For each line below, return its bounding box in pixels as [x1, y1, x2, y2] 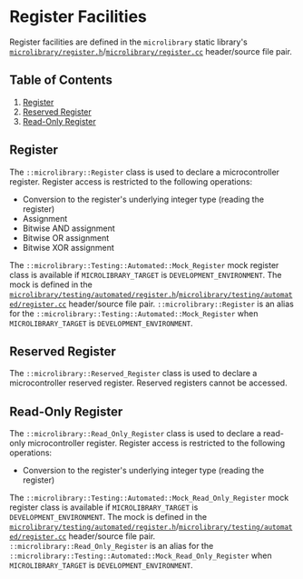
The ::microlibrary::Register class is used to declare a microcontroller [9, 166, 279, 177]
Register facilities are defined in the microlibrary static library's [9, 36, 248, 47]
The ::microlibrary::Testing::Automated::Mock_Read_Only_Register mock [9, 493, 289, 504]
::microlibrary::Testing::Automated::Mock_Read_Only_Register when [9, 550, 272, 561]
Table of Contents [9, 73, 113, 88]
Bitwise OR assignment [22, 232, 110, 243]
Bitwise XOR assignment [22, 242, 115, 253]
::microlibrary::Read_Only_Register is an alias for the [9, 541, 214, 552]
